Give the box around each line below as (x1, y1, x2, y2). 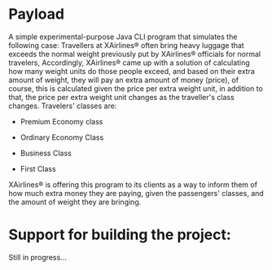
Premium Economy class (20, 116, 103, 126)
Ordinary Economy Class (20, 132, 104, 142)
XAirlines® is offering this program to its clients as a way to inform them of (8, 180, 258, 189)
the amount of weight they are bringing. (8, 197, 142, 207)
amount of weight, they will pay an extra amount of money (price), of (8, 75, 239, 85)
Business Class (20, 148, 72, 158)
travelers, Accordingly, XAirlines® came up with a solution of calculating (8, 58, 250, 67)
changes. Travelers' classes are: (8, 101, 117, 111)
